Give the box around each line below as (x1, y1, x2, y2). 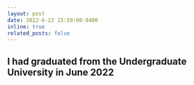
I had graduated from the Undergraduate (7, 55, 187, 67)
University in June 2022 (7, 66, 114, 78)
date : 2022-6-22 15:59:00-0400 (7, 17, 98, 24)
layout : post (7, 10, 45, 17)
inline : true (7, 23, 45, 30)
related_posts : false (7, 29, 70, 37)
